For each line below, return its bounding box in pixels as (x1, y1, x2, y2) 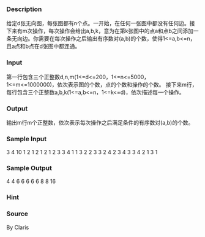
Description (6, 5, 42, 14)
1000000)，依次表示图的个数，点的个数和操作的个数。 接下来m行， (27, 80, 198, 88)
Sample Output (6, 164, 52, 173)
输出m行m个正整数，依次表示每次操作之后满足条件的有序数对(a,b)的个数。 (6, 118, 194, 126)
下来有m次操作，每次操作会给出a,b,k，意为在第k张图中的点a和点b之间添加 (6, 27, 194, 35)
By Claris (6, 223, 29, 231)
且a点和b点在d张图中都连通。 (6, 42, 81, 50)
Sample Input (6, 134, 47, 143)
